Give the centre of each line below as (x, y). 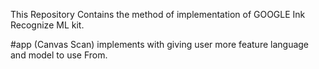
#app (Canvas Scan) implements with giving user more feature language (160, 44)
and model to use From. (59, 55)
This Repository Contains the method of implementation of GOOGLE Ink (158, 14)
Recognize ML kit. (47, 25)
